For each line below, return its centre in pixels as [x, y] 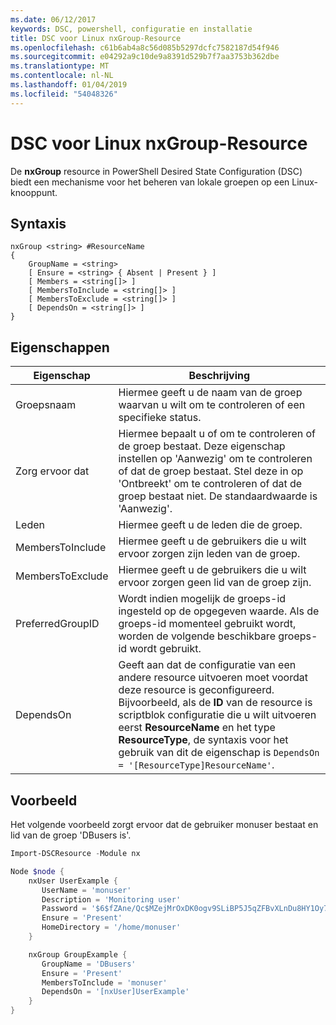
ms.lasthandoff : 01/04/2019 [69, 85]
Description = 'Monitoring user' [111, 899]
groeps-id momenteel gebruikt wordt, [207, 624]
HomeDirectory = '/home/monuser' [111, 927]
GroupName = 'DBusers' [89, 964]
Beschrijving [219, 376]
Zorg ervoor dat [52, 471]
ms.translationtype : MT [60, 66]
